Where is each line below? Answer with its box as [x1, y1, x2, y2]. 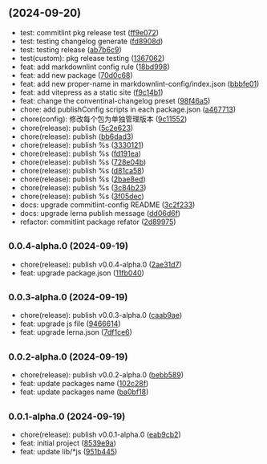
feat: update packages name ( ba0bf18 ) [19, 387, 149, 397]
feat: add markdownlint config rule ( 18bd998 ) [19, 62, 170, 71]
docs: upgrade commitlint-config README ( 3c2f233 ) [19, 200, 196, 210]
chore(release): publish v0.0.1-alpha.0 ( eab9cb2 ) [19, 429, 182, 440]
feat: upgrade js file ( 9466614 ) [19, 319, 122, 328]
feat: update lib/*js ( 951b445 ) [19, 447, 118, 457]
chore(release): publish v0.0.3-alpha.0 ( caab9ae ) [19, 311, 183, 320]
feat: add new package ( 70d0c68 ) [19, 70, 134, 79]
